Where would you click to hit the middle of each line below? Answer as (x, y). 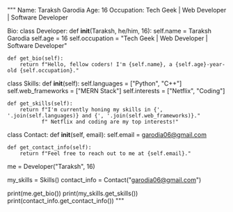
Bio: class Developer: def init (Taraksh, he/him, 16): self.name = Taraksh (110, 31)
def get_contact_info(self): (49, 147)
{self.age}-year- (200, 65)
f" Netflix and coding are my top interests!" (110, 122)
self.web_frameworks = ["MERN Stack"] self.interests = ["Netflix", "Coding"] (116, 91)
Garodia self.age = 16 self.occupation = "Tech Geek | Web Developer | (108, 38)
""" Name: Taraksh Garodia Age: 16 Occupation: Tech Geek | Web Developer (117, 10)
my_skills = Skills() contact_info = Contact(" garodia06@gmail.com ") (104, 180)
